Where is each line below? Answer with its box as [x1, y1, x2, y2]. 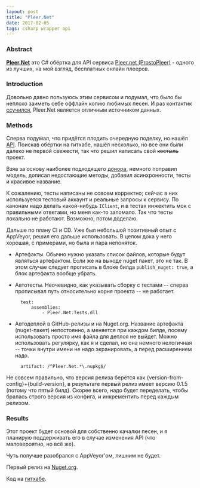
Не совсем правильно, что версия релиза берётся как [6, 374, 146, 381]
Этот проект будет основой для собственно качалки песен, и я [6, 428, 168, 435]
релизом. [6, 400, 30, 407]
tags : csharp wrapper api [6, 25, 70, 32]
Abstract [6, 45, 33, 54]
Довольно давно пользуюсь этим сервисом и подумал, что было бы [6, 93, 182, 100]
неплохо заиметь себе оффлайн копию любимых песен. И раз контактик [6, 100, 192, 107]
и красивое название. [6, 178, 62, 185]
